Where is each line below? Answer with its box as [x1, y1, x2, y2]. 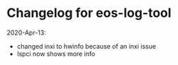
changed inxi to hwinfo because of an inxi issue [16, 42, 157, 50]
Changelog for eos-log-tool [6, 5, 172, 21]
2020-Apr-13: [6, 28, 47, 37]
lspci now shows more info [16, 49, 96, 58]
